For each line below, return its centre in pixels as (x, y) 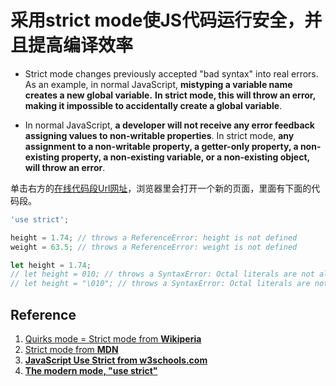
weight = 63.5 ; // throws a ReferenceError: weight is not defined (154, 247)
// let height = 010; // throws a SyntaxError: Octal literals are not (162, 274)
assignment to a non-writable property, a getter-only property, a (161, 146)
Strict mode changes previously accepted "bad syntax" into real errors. (171, 73)
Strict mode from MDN (71, 349)
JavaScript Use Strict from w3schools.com (116, 360)
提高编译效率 (81, 45)
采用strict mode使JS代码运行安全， (157, 20)
